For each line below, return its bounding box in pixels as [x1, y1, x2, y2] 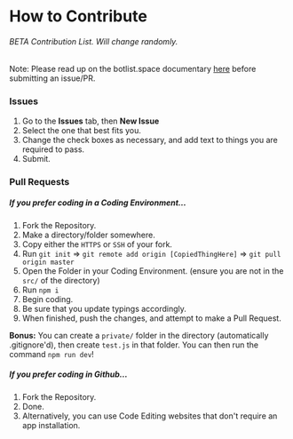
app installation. [21, 419, 81, 430]
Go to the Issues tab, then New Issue [21, 116, 160, 126]
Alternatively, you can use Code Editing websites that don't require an [21, 411, 278, 421]
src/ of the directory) [21, 275, 100, 285]
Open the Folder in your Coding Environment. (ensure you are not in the [21, 265, 284, 276]
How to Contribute [9, 6, 148, 27]
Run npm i [21, 284, 59, 295]
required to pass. [21, 144, 85, 155]
